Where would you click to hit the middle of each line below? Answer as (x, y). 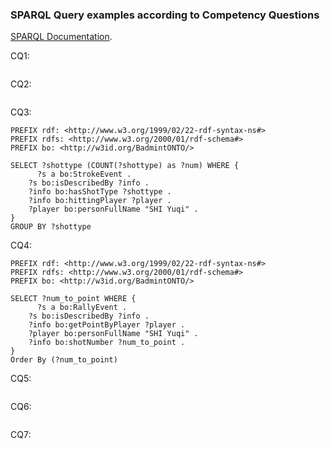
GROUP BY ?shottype (51, 227)
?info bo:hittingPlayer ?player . (100, 201)
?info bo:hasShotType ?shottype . (100, 192)
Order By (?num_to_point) (64, 360)
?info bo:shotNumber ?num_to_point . (107, 343)
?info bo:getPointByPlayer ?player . (107, 325)
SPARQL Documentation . (61, 37)
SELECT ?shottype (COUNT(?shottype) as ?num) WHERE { (125, 166)
